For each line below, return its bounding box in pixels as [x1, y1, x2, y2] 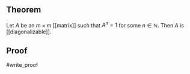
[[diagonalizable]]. [6, 28, 52, 35]
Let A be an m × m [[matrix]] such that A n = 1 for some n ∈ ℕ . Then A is [6, 20, 185, 29]
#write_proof [6, 61, 38, 69]
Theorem [6, 5, 41, 15]
